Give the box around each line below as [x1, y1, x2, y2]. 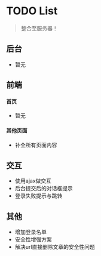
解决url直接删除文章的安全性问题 [14, 243, 95, 251]
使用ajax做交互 [14, 177, 52, 184]
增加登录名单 [14, 229, 47, 236]
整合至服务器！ [20, 24, 58, 32]
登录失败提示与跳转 [14, 192, 63, 199]
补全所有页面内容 [14, 141, 57, 149]
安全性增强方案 [14, 236, 52, 243]
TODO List [6, 4, 58, 18]
